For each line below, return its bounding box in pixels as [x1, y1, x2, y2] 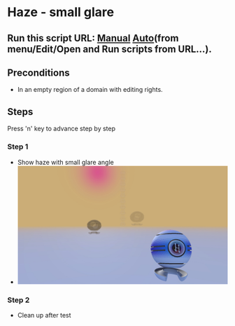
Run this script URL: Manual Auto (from [7, 32, 179, 44]
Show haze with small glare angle [17, 158, 114, 166]
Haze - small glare [7, 4, 114, 20]
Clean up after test [17, 311, 71, 319]
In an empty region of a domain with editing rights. [17, 86, 163, 94]
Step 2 [7, 295, 30, 305]
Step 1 [7, 142, 29, 151]
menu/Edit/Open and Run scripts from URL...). [7, 43, 212, 55]
